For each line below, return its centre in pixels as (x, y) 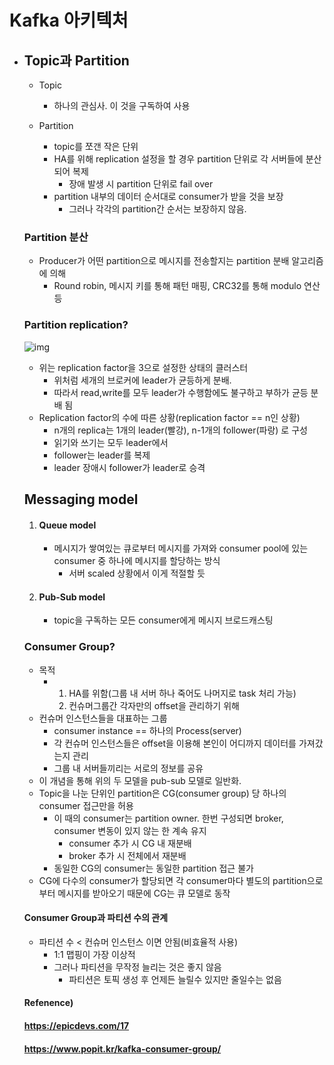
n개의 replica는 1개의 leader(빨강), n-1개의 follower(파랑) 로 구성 (180, 430)
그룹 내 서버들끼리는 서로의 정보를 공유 (128, 768)
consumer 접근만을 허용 (86, 805)
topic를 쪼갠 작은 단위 (96, 146)
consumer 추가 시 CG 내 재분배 (130, 843)
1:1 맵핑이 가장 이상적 (94, 954)
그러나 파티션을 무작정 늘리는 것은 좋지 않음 (137, 967)
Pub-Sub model (72, 597)
